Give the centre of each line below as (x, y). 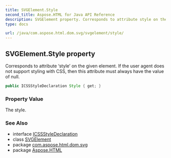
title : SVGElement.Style (32, 10)
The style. (16, 110)
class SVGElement (32, 139)
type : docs (17, 24)
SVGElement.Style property (50, 54)
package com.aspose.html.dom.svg (50, 145)
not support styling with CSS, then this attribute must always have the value (85, 71)
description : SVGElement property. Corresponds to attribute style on (82, 19)
